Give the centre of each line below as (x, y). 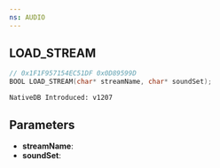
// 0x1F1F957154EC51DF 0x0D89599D (73, 73)
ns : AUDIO (27, 17)
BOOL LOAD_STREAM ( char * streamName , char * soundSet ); (111, 82)
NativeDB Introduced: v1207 (61, 98)
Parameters (42, 125)
